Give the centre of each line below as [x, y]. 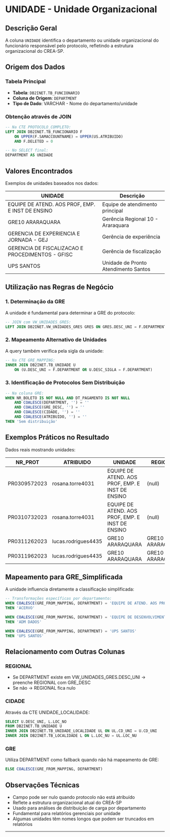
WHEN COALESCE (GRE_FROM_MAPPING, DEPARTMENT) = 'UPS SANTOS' [71, 631]
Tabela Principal [26, 81]
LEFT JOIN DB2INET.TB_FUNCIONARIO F [44, 132]
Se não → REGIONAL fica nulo [44, 688]
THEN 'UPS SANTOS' [25, 636]
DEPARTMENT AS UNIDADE [29, 155]
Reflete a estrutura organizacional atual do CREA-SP [67, 803]
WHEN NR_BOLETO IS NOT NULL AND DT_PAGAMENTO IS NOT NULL [68, 398]
